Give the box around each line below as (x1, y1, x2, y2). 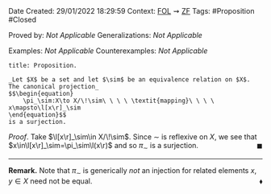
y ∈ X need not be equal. (8, 175, 93, 186)
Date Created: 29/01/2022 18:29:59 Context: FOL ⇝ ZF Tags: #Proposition (8, 6, 255, 15)
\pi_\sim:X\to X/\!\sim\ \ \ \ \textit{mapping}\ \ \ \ (23, 97, 215, 105)
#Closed (8, 14, 37, 24)
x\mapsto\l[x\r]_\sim (8, 104, 81, 112)
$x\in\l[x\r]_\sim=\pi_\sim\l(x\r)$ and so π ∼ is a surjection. (8, 141, 199, 152)
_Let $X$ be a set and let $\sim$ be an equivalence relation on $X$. (8, 76, 251, 84)
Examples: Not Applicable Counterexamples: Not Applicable (8, 46, 208, 56)
